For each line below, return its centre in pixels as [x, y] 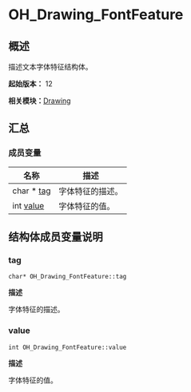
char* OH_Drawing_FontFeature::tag [68, 277]
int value [28, 205]
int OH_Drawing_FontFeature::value [68, 347]
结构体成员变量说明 [56, 237]
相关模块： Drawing [40, 101]
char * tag [32, 191]
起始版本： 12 [31, 84]
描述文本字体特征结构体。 [50, 67]
